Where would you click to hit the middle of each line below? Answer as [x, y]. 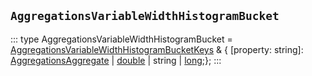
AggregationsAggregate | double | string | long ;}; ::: [116, 60]
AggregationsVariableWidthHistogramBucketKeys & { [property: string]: [157, 49]
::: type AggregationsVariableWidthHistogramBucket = [121, 39]
